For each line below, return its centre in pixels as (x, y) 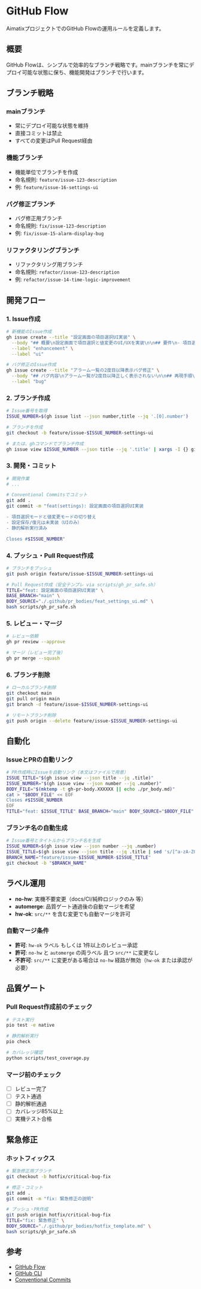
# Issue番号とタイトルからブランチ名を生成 (54, 841)
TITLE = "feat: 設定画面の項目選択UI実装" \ (55, 590)
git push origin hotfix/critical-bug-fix (59, 1215)
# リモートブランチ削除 (31, 715)
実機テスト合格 (33, 1119)
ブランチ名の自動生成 (37, 828)
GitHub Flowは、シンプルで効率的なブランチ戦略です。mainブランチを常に (98, 65)
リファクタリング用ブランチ (49, 265)
